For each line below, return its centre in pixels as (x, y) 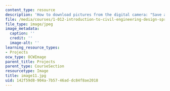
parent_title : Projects (30, 62)
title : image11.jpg (26, 76)
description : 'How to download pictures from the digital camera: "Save (83, 15)
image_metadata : (22, 29)
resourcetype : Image (27, 71)
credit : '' (21, 38)
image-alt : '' (25, 43)
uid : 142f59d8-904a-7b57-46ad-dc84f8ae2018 (52, 80)
